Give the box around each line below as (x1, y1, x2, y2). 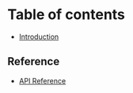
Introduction (18, 32, 59, 41)
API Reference (18, 76, 66, 85)
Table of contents (7, 6, 126, 24)
